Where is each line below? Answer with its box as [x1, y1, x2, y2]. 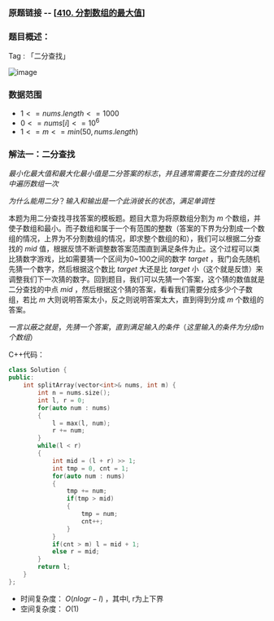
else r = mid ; [51, 548, 100, 556]
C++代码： [8, 350, 45, 360]
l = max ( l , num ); [51, 419, 111, 427]
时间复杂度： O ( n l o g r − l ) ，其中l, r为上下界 [20, 593, 164, 603]
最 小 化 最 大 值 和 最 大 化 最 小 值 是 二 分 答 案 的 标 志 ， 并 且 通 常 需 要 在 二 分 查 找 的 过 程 [8, 168, 265, 178]
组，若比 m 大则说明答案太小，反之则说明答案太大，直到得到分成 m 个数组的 [8, 295, 264, 304]
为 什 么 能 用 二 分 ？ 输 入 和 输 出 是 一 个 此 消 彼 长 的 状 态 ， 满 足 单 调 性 [8, 196, 215, 206]
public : [8, 374, 35, 382]
